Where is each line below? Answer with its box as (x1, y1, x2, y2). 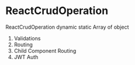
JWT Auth (13, 53, 39, 60)
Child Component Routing (13, 47, 77, 54)
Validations (13, 35, 41, 42)
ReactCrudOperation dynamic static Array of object (5, 23, 129, 30)
